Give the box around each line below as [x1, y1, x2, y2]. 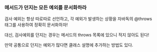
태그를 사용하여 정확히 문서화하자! [4, 22, 68, 28]
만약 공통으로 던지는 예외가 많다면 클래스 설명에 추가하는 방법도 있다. [4, 42, 133, 48]
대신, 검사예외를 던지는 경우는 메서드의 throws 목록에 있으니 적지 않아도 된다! [4, 32, 149, 38]
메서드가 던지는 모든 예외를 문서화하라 [4, 4, 87, 10]
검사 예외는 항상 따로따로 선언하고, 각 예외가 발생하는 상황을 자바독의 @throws [4, 16, 153, 22]
